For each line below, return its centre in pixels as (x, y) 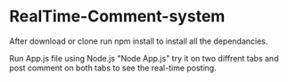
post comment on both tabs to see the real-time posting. (113, 68)
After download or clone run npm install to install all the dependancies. (139, 41)
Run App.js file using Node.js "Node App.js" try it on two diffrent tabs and (144, 58)
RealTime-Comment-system (117, 16)
